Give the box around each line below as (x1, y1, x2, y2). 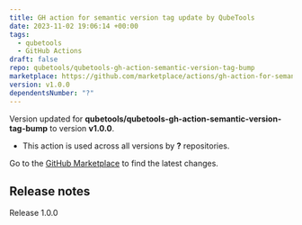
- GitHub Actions (17, 47, 83, 56)
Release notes (9, 184, 91, 199)
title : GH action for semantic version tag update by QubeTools (9, 13, 255, 22)
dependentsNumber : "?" (9, 88, 94, 97)
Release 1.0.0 (9, 208, 58, 219)
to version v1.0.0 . (49, 122, 115, 133)
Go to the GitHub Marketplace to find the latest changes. (9, 157, 218, 168)
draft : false (9, 55, 58, 64)
